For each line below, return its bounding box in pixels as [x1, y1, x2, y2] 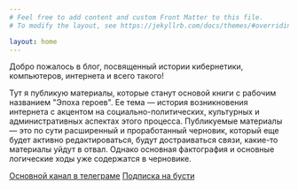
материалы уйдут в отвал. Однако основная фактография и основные [9, 144, 275, 155]
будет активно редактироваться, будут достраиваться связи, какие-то [9, 134, 278, 146]
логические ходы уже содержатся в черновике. [9, 154, 192, 164]
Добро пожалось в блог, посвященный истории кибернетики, [9, 61, 244, 72]
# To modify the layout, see [9, 21, 117, 30]
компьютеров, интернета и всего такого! [9, 71, 164, 81]
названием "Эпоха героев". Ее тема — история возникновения [9, 97, 248, 108]
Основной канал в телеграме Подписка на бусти [9, 171, 195, 181]
